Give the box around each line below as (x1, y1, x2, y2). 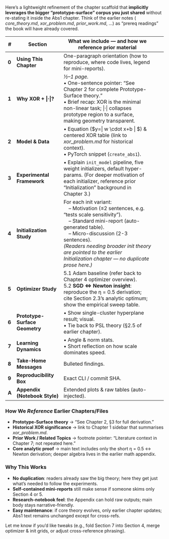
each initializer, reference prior (63, 178, 136, 184)
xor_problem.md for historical (63, 138, 133, 145)
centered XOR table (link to (63, 132, 127, 139)
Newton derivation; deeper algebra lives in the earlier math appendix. (12, 451, 156, 457)
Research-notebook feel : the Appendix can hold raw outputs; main (12, 496, 152, 503)
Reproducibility (16, 372, 54, 378)
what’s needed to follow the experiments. (12, 481, 98, 487)
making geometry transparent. (63, 117, 135, 124)
